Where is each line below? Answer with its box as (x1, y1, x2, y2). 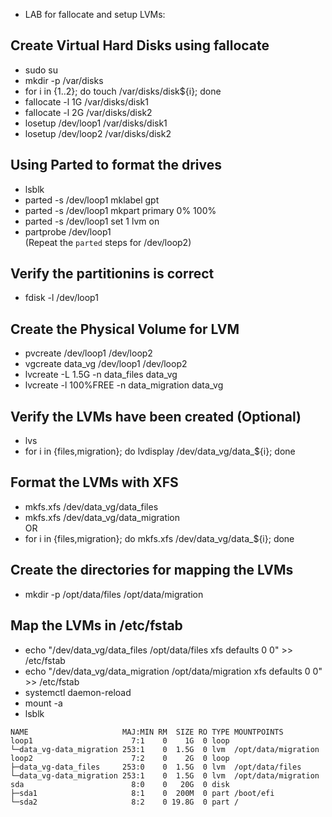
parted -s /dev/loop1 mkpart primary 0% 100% (24, 204, 217, 216)
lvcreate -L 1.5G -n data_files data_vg (24, 369, 178, 381)
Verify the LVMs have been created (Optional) (10, 408, 302, 425)
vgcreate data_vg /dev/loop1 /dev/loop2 (24, 358, 188, 370)
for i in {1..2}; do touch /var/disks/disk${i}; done (24, 85, 222, 97)
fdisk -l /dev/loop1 (24, 292, 99, 304)
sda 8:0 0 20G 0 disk (10, 779, 230, 789)
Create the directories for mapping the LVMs (10, 562, 294, 579)
